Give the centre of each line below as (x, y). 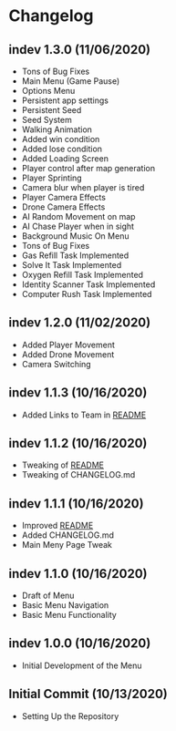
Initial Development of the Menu (82, 665)
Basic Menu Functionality (69, 615)
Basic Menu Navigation (65, 605)
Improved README (57, 526)
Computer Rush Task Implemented (87, 294)
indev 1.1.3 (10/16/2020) (78, 393)
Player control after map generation (88, 168)
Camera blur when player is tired (83, 187)
